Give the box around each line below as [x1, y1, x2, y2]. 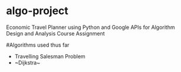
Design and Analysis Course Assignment [6, 30, 105, 37]
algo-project [6, 4, 69, 18]
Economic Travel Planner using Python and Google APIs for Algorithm [6, 24, 175, 31]
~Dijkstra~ [14, 59, 40, 66]
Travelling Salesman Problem [14, 53, 85, 60]
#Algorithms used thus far [6, 41, 70, 48]
